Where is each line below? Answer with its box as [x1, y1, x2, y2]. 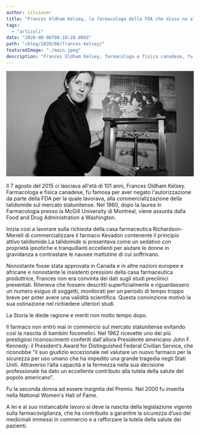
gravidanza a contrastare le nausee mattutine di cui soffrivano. [6, 251, 160, 258]
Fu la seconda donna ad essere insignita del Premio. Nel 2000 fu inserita [6, 386, 185, 393]
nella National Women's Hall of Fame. [6, 392, 98, 399]
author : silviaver [6, 10, 52, 15]
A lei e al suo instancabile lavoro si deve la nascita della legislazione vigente [6, 403, 192, 411]
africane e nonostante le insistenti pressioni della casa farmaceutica [6, 268, 173, 276]
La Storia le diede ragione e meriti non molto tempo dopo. [6, 312, 148, 319]
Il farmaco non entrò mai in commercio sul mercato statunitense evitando [6, 323, 186, 330]
